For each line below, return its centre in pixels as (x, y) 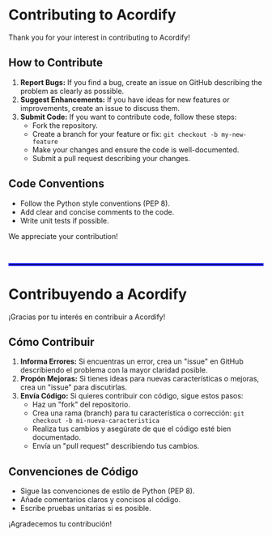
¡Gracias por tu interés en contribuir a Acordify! (87, 317)
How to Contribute (56, 63)
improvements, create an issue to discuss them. (100, 108)
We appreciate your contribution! (64, 236)
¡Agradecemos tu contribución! (60, 524)
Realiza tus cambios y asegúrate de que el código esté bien (132, 429)
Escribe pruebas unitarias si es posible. (85, 509)
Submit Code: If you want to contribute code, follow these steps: (128, 117)
